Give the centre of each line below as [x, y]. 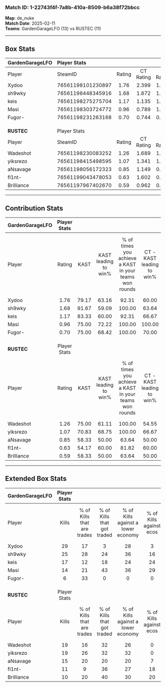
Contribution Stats [34, 208]
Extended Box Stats [36, 479]
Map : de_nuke [20, 18]
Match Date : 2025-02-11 [30, 23]
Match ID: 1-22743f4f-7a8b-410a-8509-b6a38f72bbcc [72, 7]
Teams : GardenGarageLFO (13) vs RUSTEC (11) [53, 29]
